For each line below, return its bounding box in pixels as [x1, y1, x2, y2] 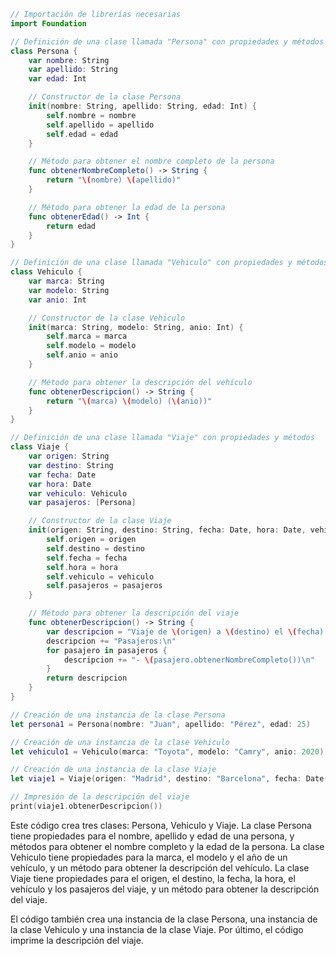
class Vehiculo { [10, 267, 83, 277]
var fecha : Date [28, 470, 97, 480]
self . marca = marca [46, 331, 128, 342]
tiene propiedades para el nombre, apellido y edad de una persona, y [10, 830, 295, 842]
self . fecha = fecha [46, 553, 128, 563]
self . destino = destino [46, 543, 145, 554]
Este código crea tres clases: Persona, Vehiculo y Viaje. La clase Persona [10, 819, 312, 831]
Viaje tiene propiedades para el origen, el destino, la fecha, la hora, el [10, 872, 296, 884]
